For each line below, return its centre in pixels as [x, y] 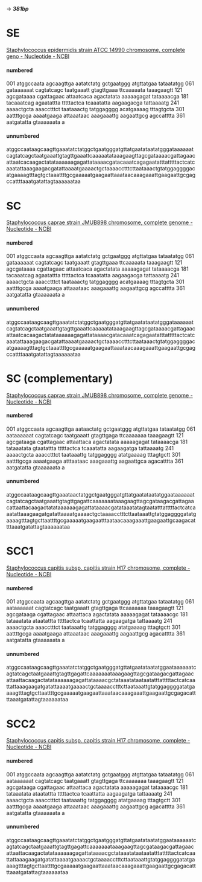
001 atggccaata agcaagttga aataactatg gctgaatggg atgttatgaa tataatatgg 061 [101, 429]
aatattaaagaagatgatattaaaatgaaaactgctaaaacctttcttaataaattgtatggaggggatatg [101, 514]
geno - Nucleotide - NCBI [38, 56]
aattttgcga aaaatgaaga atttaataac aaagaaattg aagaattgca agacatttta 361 [95, 461]
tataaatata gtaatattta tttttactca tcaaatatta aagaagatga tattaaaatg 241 [90, 448]
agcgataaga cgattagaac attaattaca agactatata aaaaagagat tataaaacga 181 [97, 442]
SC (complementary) [60, 378]
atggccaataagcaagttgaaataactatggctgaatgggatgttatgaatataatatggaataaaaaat [100, 495]
